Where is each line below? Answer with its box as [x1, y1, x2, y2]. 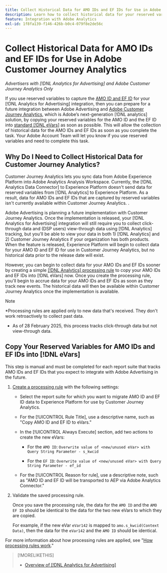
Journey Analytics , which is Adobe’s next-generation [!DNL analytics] [5, 111, 148, 117]
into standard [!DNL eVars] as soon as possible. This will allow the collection [5, 122, 161, 128]
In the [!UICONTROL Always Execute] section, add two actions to [19, 429, 153, 435]
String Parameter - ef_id [27, 463, 81, 468]
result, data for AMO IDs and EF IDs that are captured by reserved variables [5, 195, 160, 200]
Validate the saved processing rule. [12, 492, 84, 498]
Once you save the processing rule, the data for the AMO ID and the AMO [12, 502, 158, 508]
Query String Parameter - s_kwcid [27, 449, 99, 454]
